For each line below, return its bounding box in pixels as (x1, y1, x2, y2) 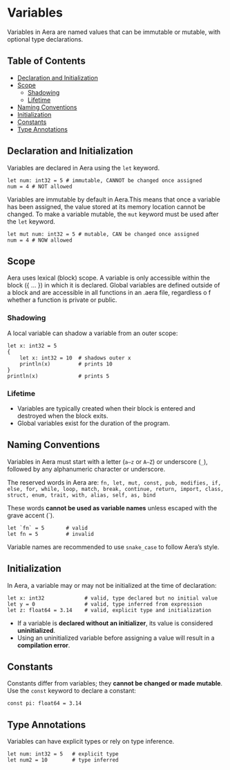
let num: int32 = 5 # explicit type (7, 751, 119, 758)
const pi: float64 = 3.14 (7, 700, 82, 707)
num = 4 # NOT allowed (7, 183, 73, 190)
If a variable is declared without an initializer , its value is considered (17, 618, 213, 627)
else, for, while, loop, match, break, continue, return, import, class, (7, 485, 224, 492)
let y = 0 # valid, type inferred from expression (7, 600, 202, 607)
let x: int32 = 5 (7, 342, 57, 349)
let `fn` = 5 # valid (7, 524, 88, 531)
